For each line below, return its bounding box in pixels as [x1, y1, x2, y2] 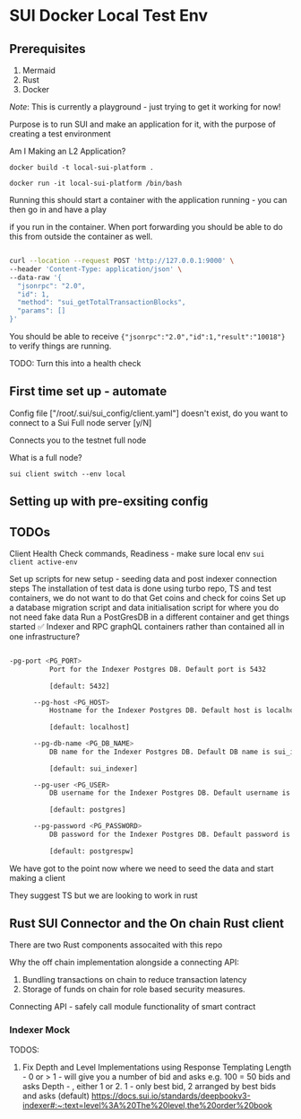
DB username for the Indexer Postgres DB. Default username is [48, 789, 291, 797]
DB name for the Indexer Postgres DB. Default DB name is [48, 747, 271, 756]
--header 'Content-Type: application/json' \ [9, 264, 182, 274]
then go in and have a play [9, 204, 107, 215]
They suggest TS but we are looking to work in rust [9, 890, 199, 901]
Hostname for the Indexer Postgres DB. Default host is [48, 706, 262, 715]
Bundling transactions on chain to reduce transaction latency [21, 974, 247, 985]
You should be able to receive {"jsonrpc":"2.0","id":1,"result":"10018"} [9, 331, 286, 341]
